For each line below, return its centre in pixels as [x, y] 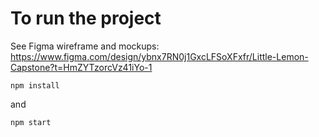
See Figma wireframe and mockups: [85, 46]
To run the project [86, 18]
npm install [35, 85]
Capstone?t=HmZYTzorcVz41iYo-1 [81, 67]
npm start [31, 122]
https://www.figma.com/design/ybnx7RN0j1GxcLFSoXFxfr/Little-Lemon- [159, 56]
